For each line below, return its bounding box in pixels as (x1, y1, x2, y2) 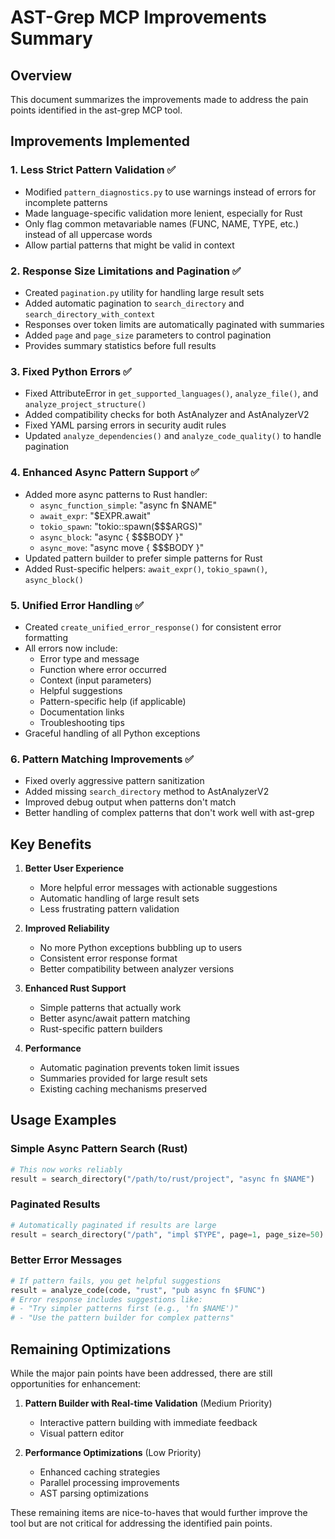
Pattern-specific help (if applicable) (39, 695, 187, 707)
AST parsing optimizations (39, 1487, 149, 1499)
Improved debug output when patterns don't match (24, 796, 237, 808)
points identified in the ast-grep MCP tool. (10, 104, 183, 116)
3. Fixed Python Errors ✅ (10, 364, 132, 378)
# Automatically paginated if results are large (10, 1220, 217, 1230)
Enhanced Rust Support (24, 982, 127, 994)
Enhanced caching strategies (39, 1466, 161, 1478)
